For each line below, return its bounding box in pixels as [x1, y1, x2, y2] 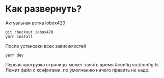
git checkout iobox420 [5, 29, 53, 34]
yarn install [5, 34, 33, 39]
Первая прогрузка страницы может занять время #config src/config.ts [5, 61, 159, 67]
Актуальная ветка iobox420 [5, 20, 66, 26]
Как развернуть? [5, 3, 82, 15]
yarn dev [5, 53, 24, 58]
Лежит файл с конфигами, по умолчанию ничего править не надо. [5, 67, 150, 73]
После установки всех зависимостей [5, 43, 87, 49]
